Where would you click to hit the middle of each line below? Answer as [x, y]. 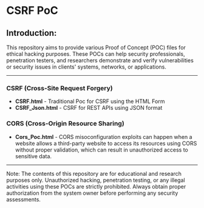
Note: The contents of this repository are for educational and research [94, 173]
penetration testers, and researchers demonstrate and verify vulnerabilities [100, 60]
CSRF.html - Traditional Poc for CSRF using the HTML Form [90, 101]
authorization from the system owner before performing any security [92, 193]
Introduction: [32, 33]
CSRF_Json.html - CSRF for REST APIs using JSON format [89, 108]
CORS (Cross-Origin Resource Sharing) [65, 124]
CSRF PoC [32, 11]
